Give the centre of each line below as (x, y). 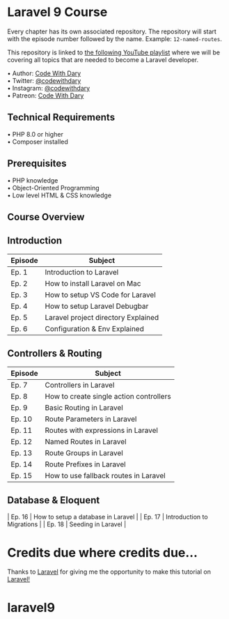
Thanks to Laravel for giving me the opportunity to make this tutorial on (109, 572)
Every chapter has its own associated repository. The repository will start (112, 31)
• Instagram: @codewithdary (49, 88)
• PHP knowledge (33, 180)
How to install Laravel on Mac (93, 283)
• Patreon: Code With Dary (46, 95)
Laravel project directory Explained (102, 317)
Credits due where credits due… (103, 552)
